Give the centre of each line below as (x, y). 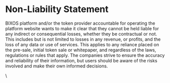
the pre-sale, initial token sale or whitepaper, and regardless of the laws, (81, 50)
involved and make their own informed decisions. (57, 66)
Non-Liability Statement (57, 9)
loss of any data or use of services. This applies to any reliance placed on (82, 44)
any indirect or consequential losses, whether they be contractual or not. (81, 34)
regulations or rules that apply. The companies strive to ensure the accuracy (85, 55)
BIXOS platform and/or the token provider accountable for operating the (80, 23)
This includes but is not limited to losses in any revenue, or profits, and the (83, 39)
